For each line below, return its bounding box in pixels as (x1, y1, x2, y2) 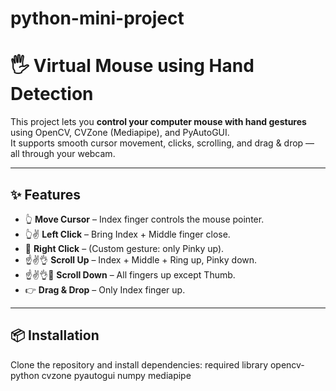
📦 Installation (10, 327, 100, 344)
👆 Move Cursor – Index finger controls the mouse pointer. (24, 213, 265, 225)
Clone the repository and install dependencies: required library (10, 358, 268, 371)
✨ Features (10, 186, 81, 203)
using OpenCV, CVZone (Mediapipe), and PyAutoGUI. (10, 127, 230, 139)
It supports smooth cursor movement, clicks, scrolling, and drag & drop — (10, 137, 315, 149)
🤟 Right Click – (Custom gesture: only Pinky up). (24, 242, 225, 254)
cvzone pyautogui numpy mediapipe (41, 369, 192, 381)
